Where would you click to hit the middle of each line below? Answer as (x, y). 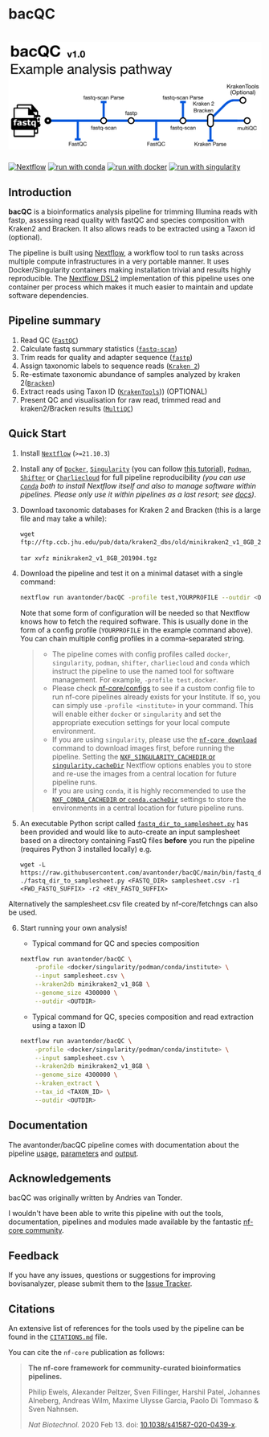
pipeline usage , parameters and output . (73, 1153)
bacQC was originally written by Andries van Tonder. (96, 1197)
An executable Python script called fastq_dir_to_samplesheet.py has (134, 823)
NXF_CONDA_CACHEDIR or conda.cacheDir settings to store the (149, 799)
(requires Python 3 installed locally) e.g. (86, 849)
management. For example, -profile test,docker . (135, 679)
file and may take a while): (63, 518)
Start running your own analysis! (73, 927)
